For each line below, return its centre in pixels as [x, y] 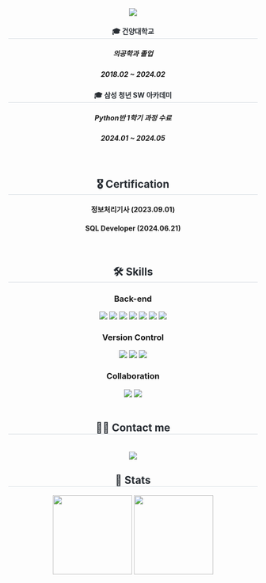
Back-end [133, 299]
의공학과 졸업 [133, 54]
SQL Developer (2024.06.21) [133, 228]
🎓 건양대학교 [133, 31]
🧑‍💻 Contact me [133, 428]
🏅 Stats [133, 480]
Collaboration [133, 376]
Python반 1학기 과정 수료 [133, 117]
